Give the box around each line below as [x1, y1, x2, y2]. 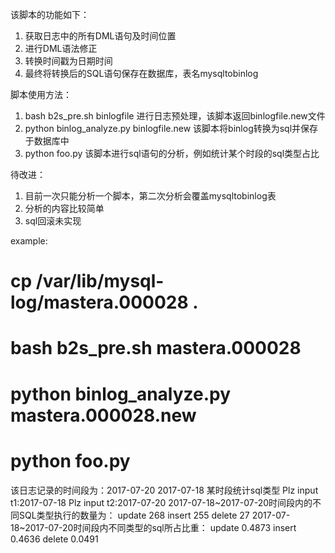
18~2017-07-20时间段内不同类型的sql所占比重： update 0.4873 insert [10, 521, 297, 533]
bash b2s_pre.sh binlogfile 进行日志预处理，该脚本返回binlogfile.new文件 [24, 110, 326, 122]
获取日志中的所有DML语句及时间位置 [24, 30, 177, 42]
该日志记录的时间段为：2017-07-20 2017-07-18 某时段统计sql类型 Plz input [10, 484, 319, 496]
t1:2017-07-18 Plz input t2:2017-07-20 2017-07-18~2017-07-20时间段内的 [10, 496, 313, 508]
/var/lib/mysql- [35, 270, 165, 293]
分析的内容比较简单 [24, 203, 105, 214]
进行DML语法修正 [24, 43, 98, 54]
